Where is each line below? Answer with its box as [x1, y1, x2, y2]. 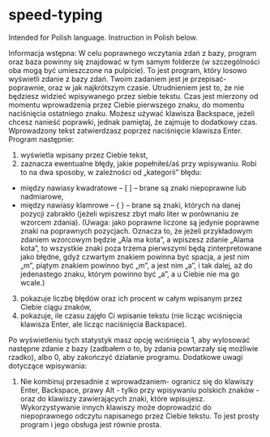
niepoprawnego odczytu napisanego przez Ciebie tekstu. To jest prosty [19, 411, 259, 421]
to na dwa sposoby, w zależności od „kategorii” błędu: [19, 167, 202, 177]
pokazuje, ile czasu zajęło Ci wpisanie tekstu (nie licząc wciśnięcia [19, 311, 243, 320]
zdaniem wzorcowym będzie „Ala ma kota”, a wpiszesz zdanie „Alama [19, 234, 254, 244]
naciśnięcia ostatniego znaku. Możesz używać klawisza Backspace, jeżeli [8, 108, 255, 118]
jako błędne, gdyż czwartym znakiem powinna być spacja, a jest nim [19, 251, 250, 261]
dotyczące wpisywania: [8, 361, 88, 371]
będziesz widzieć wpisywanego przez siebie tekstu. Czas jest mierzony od [8, 91, 259, 101]
